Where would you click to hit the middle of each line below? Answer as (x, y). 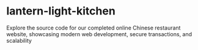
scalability (19, 40)
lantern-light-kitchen (61, 11)
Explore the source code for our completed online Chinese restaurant (94, 28)
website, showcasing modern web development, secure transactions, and (99, 34)
